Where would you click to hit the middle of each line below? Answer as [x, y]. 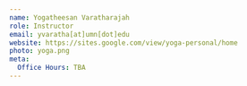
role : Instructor [42, 26]
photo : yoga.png [39, 51]
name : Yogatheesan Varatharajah [69, 17]
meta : [19, 59]
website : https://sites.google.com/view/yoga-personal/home [124, 43]
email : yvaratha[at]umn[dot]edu [69, 34]
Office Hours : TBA [52, 68]
